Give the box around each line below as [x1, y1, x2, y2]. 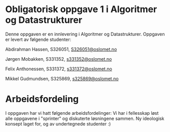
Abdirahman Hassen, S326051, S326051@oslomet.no [5, 46, 117, 52]
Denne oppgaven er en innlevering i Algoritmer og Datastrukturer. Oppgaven [5, 31, 165, 37]
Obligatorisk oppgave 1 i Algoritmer [5, 4, 157, 15]
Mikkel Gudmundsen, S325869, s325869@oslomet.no [5, 75, 119, 81]
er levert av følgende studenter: [5, 36, 72, 42]
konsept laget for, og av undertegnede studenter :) [5, 120, 111, 127]
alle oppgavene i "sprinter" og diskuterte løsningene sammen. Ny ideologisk [5, 115, 164, 121]
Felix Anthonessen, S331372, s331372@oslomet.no [5, 66, 113, 72]
